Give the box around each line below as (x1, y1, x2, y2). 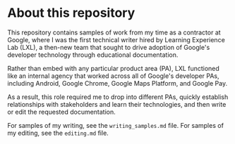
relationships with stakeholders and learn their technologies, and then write (7, 100, 227, 108)
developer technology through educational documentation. (7, 51, 179, 59)
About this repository (7, 5, 135, 21)
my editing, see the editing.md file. (7, 129, 109, 137)
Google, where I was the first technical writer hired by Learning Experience (7, 35, 226, 44)
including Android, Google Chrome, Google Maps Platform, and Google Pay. (7, 79, 228, 87)
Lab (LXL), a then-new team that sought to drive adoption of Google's (7, 43, 210, 51)
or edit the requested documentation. (7, 107, 116, 116)
